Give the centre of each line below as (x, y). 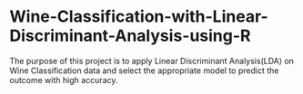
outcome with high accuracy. (64, 80)
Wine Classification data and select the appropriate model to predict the (144, 70)
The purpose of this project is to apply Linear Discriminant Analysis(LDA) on (151, 61)
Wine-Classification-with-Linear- (139, 17)
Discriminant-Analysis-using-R (130, 36)
